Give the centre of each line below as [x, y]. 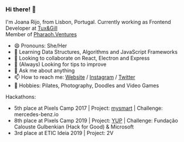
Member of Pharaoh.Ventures [41, 34]
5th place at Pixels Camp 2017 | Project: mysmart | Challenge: [88, 108]
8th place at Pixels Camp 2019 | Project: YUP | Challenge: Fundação [96, 121]
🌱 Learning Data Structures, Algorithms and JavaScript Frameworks [96, 52]
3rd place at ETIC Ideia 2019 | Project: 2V [64, 133]
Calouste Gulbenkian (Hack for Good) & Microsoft [74, 127]
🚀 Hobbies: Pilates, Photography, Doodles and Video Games [86, 86]
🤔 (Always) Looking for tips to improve [60, 64]
